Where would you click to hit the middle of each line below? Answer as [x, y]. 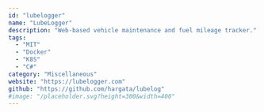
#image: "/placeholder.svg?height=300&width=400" [92, 96]
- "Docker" [33, 52]
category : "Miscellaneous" [53, 74]
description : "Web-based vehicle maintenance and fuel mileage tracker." [133, 30]
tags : [17, 37]
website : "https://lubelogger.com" [67, 81]
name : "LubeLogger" [40, 23]
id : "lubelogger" [37, 15]
